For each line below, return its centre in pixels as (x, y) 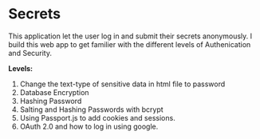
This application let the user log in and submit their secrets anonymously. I (130, 36)
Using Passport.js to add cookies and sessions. (97, 117)
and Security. (30, 53)
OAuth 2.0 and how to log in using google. (89, 126)
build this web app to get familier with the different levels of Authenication (130, 44)
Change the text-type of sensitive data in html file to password (122, 84)
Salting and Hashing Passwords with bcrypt (91, 109)
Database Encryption (54, 92)
